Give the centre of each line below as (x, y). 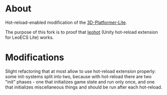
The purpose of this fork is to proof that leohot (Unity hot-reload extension (82, 32)
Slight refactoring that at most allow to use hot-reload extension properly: (81, 71)
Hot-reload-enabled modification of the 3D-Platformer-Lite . (66, 22)
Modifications (35, 57)
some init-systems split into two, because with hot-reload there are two (79, 76)
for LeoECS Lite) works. (29, 37)
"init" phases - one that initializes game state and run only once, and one (80, 82)
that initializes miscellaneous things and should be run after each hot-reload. (84, 87)
